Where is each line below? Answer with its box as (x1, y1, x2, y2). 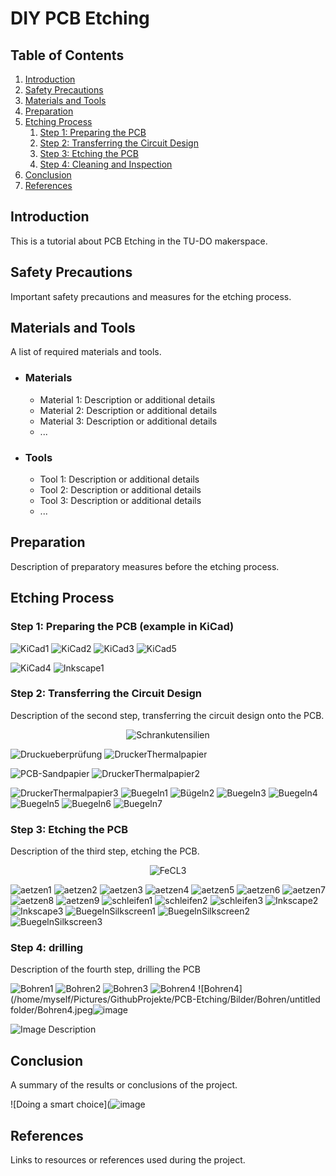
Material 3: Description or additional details (39, 415, 218, 427)
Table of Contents (10, 47, 125, 64)
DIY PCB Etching (10, 7, 150, 30)
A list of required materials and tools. (10, 346, 162, 358)
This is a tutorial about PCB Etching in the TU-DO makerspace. (10, 235, 268, 247)
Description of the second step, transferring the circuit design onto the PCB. (10, 709, 325, 721)
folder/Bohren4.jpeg (10, 1004, 93, 1016)
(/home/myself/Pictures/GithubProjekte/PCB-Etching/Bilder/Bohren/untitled (10, 993, 321, 1006)
